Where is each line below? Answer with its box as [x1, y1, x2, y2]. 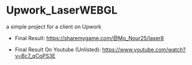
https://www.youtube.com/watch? [102, 45, 186, 53]
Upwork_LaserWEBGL [6, 4, 117, 17]
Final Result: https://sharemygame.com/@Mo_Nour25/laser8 [14, 34, 164, 41]
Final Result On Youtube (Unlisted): [14, 45, 101, 53]
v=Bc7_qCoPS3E [14, 52, 55, 59]
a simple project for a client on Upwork [6, 23, 101, 30]
